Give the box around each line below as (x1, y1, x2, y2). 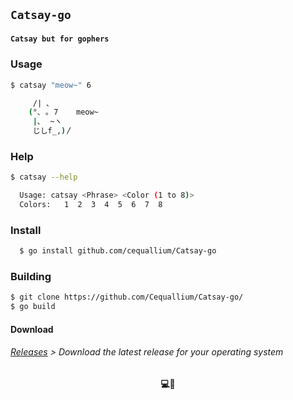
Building (10, 270, 52, 284)
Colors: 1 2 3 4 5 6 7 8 (19, 200, 163, 210)
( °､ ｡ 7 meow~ (28, 107, 99, 118)
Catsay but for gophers (10, 34, 110, 44)
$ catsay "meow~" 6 (10, 80, 92, 90)
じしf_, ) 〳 (32, 126, 74, 136)
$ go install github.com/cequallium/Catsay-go (19, 246, 217, 256)
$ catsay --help (10, 172, 78, 183)
